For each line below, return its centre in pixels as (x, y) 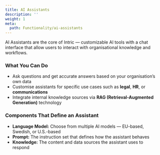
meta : (11, 24)
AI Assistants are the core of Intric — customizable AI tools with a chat (77, 42)
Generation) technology (37, 103)
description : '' (22, 14)
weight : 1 (15, 19)
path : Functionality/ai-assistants (46, 28)
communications (30, 92)
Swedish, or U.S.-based (36, 131)
